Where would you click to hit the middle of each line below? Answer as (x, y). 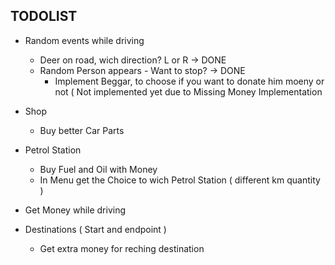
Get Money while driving (75, 210)
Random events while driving (84, 40)
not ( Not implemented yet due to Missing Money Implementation (188, 91)
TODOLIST (44, 16)
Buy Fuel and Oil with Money (98, 169)
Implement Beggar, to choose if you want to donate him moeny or (189, 81)
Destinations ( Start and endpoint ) (95, 229)
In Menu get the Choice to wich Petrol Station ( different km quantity (180, 180)
